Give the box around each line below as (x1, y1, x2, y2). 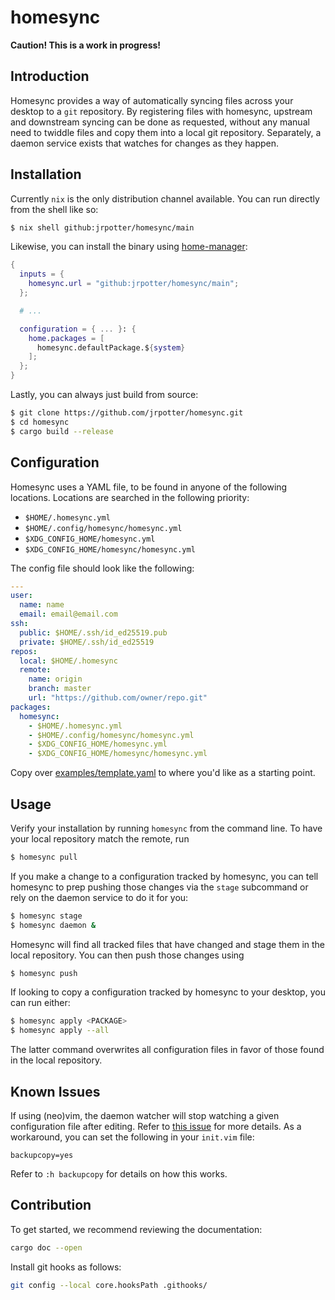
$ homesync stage (10, 911, 83, 921)
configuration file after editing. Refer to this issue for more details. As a (10, 1121, 302, 1132)
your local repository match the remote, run (10, 832, 190, 845)
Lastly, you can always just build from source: (10, 389, 199, 401)
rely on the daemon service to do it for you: (10, 891, 189, 903)
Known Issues (10, 1083, 101, 1100)
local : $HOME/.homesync (19, 656, 118, 666)
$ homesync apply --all (10, 1026, 110, 1036)
